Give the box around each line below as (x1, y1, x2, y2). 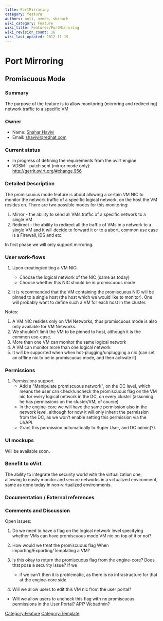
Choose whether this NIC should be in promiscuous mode (19, 279, 135, 285)
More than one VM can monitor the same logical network (12, 339, 127, 345)
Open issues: (5, 518, 32, 524)
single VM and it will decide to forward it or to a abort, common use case (12, 227, 158, 233)
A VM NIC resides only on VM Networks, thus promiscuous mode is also (12, 318, 157, 324)
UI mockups (5, 437, 34, 444)
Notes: (5, 309, 18, 314)
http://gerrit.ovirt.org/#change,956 (12, 168, 82, 174)
